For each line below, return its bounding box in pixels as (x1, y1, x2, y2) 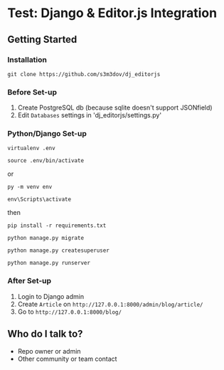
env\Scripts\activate (7, 196, 72, 203)
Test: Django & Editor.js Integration (7, 5, 218, 21)
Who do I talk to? (7, 328, 83, 340)
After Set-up (7, 276, 52, 286)
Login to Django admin (17, 292, 84, 300)
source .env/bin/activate (7, 157, 84, 164)
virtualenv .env (7, 144, 55, 152)
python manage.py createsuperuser (7, 247, 110, 254)
